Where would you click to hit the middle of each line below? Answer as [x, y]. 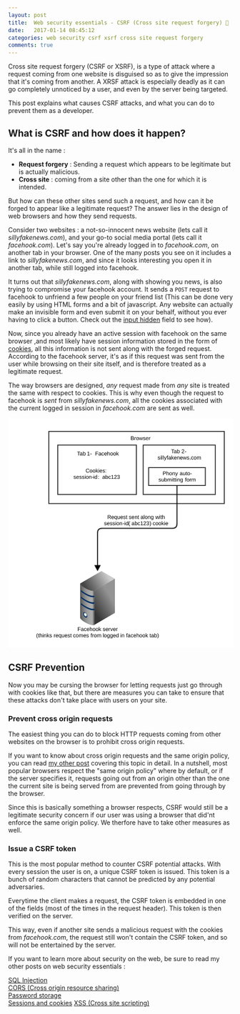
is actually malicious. [49, 172]
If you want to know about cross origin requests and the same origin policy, [119, 756]
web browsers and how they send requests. [73, 216]
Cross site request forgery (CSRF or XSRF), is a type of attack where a [111, 66]
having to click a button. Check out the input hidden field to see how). [111, 319]
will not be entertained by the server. [62, 945]
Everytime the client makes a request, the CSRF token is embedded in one [117, 901]
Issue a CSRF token [42, 849]
